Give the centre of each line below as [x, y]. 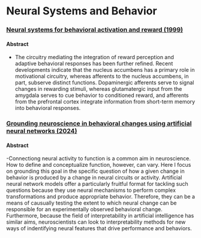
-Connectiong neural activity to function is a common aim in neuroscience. [98, 158]
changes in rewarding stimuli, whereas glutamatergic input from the [98, 89]
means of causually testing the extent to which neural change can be [91, 203]
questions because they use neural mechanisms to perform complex [91, 190]
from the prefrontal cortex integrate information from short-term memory [105, 102]
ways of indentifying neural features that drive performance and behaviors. [99, 228]
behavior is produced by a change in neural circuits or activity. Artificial [94, 178]
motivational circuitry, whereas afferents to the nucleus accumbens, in [102, 77]
